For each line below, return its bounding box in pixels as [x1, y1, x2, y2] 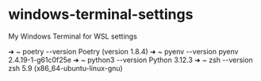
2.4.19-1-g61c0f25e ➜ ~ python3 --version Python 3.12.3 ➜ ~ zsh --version [8, 55, 254, 64]
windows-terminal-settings [8, 6, 194, 24]
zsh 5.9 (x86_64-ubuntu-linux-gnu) [8, 63, 123, 72]
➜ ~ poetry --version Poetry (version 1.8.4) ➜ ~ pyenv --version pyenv [8, 46, 239, 56]
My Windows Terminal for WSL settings [8, 31, 137, 41]
